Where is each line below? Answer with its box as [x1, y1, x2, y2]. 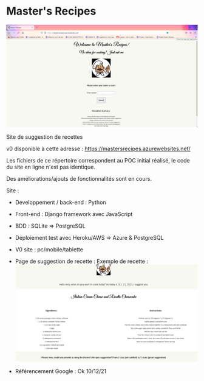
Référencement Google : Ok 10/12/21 [15, 367, 107, 375]
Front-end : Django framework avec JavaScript [15, 210, 133, 217]
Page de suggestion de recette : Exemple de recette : [15, 257, 149, 265]
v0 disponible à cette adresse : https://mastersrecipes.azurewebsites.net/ [6, 145, 191, 152]
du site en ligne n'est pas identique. [6, 163, 95, 170]
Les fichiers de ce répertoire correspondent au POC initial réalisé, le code [6, 156, 190, 164]
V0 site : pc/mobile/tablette [15, 245, 84, 253]
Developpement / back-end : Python [15, 198, 106, 206]
